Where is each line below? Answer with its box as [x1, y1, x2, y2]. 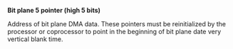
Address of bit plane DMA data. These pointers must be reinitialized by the [7, 20, 227, 28]
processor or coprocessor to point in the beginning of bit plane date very [7, 28, 222, 36]
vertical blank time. [7, 35, 63, 43]
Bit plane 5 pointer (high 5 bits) [7, 6, 101, 14]
